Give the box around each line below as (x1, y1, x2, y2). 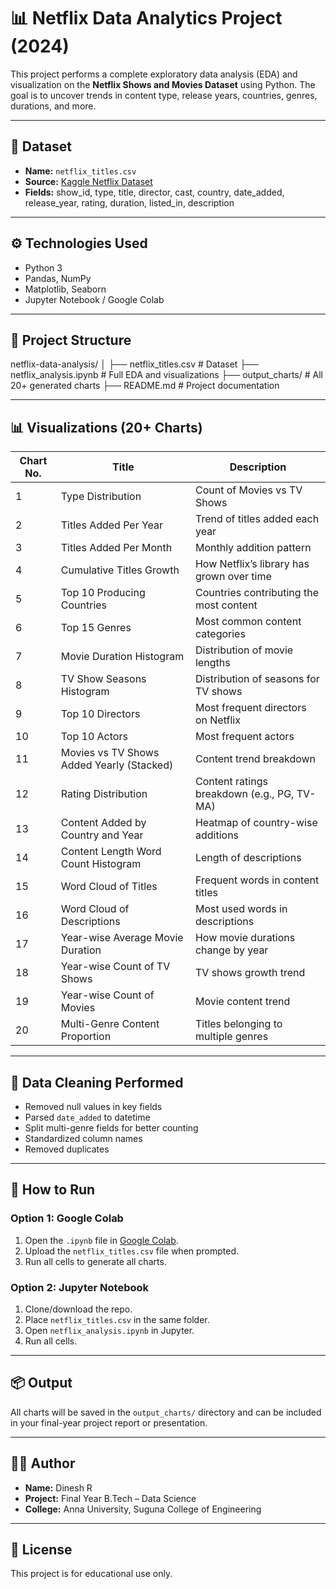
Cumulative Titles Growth (60, 563, 180, 577)
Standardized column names (24, 1133, 143, 1144)
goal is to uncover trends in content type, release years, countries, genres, (10, 89, 318, 101)
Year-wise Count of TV (60, 960, 171, 974)
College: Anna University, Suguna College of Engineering (24, 1503, 262, 1515)
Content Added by (60, 816, 147, 830)
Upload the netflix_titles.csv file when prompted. (24, 1245, 240, 1257)
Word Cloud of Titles (60, 880, 158, 894)
